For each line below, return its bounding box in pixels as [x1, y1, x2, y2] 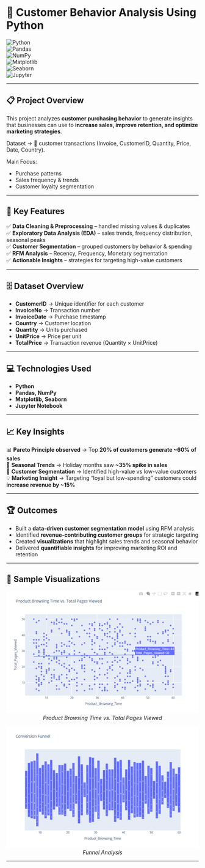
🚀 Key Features [6, 206, 65, 216]
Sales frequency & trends [15, 176, 79, 183]
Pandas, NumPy [15, 389, 57, 397]
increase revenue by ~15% [6, 481, 76, 488]
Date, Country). [6, 146, 45, 153]
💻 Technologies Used [6, 363, 92, 373]
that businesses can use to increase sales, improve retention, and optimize [6, 121, 198, 128]
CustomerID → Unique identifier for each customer [15, 300, 145, 307]
